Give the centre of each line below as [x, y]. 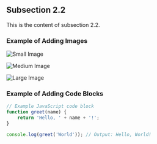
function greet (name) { [37, 112]
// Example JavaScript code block [50, 107]
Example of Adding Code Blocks [55, 94]
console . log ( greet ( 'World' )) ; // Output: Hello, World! [79, 134]
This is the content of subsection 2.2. [53, 25]
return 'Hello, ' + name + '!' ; [58, 118]
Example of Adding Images [47, 40]
